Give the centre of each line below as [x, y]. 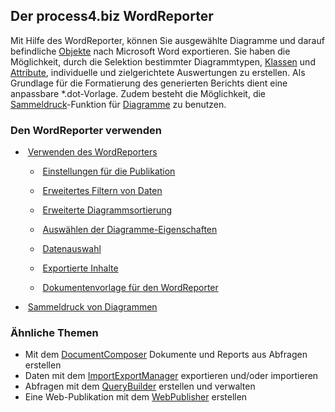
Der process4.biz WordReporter [112, 16]
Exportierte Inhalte [80, 268]
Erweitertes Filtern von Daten [102, 191]
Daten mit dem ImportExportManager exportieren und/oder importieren [171, 376]
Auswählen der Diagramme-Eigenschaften [130, 230]
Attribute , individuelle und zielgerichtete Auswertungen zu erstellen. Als [158, 72]
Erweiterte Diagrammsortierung [107, 210]
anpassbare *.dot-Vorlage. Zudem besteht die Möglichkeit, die [138, 93]
